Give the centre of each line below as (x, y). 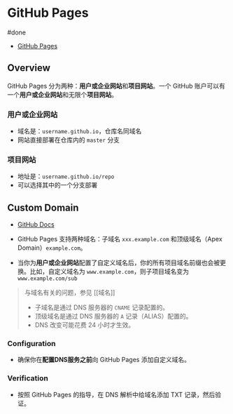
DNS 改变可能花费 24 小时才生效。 (85, 325)
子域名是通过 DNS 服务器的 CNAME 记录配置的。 (102, 307)
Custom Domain (43, 207)
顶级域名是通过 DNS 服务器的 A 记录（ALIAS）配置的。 (113, 316)
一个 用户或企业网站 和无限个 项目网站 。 (62, 94)
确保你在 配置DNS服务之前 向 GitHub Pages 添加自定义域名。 (104, 360)
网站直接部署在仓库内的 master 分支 (69, 140)
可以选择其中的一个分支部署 (57, 185)
